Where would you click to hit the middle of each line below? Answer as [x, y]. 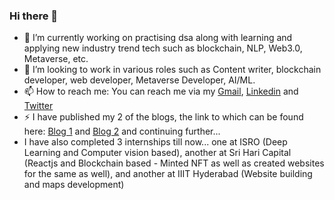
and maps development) [74, 185]
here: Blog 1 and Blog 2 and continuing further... [122, 131]
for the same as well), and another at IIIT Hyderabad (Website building [168, 174]
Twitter [38, 106]
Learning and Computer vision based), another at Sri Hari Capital [157, 153]
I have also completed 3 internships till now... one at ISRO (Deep [155, 142]
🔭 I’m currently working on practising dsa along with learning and [158, 38]
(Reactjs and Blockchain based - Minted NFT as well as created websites [174, 163]
